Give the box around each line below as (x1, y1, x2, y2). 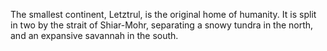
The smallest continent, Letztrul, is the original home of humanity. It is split (10, 9, 317, 20)
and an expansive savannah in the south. (10, 30, 179, 41)
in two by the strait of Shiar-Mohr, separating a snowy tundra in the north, (10, 19, 314, 31)
